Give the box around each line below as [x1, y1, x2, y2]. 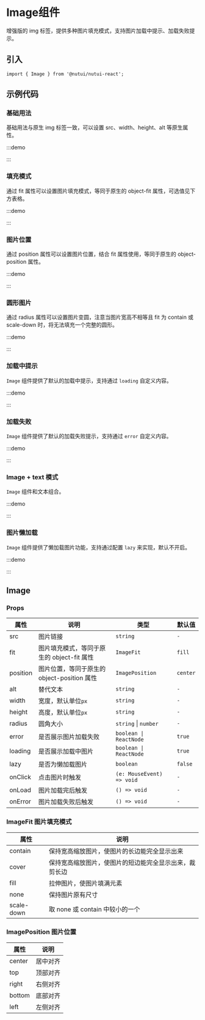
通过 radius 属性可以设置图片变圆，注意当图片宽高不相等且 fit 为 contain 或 [6, 313, 194, 321]
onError [9, 797, 32, 806]
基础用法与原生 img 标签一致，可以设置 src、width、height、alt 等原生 [6, 124, 183, 132]
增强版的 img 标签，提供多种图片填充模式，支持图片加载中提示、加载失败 [6, 27, 190, 34]
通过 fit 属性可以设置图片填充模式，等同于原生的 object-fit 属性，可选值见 [6, 187, 190, 195]
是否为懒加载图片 [38, 760, 87, 769]
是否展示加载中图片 [38, 747, 93, 756]
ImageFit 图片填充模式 [6, 817, 72, 826]
